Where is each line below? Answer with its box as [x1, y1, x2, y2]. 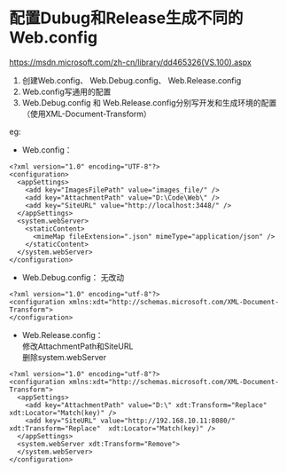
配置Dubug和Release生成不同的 [9, 8, 244, 28]
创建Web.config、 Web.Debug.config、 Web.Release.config [21, 75, 242, 85]
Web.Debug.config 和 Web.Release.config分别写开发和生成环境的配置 [21, 97, 277, 107]
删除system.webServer [21, 351, 106, 362]
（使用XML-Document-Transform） [21, 108, 152, 119]
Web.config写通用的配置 [21, 86, 112, 97]
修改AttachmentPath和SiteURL [21, 341, 134, 351]
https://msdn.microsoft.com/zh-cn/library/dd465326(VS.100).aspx [9, 57, 252, 67]
